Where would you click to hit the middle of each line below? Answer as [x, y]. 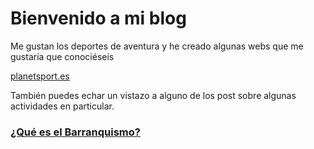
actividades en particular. [62, 106]
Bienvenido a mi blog [98, 18]
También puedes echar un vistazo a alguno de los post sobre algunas [153, 95]
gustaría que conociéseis [62, 56]
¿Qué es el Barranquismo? [75, 132]
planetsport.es [40, 76]
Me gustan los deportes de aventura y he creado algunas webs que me [157, 46]
